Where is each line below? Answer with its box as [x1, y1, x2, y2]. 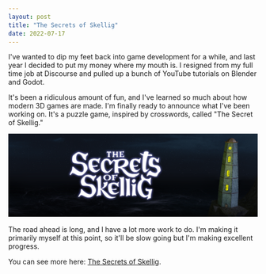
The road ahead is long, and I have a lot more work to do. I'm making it [8, 225, 238, 234]
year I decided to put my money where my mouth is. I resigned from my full [8, 60, 253, 70]
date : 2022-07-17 [8, 29, 66, 37]
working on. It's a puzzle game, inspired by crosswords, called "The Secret [8, 109, 253, 119]
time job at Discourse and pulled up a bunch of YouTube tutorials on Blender [8, 69, 257, 78]
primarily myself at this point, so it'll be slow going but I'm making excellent [8, 234, 253, 243]
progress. [8, 242, 40, 251]
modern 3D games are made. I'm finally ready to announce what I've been [8, 101, 251, 111]
